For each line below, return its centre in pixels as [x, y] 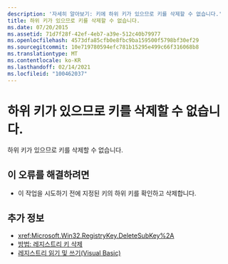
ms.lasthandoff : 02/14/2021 [49, 67]
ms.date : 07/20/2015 [38, 27]
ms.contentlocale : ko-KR [44, 61]
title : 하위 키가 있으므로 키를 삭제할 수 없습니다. [74, 21]
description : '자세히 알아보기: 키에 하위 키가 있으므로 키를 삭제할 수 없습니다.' [115, 14]
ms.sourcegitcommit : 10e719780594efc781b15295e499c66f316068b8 [103, 47]
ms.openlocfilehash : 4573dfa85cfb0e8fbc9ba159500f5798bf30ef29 [103, 41]
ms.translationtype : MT [43, 54]
